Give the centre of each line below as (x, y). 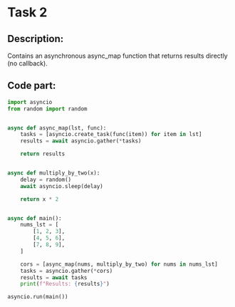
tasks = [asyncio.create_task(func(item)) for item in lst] (111, 135)
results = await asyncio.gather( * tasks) (81, 141)
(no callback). (27, 63)
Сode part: (32, 86)
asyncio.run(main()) (38, 297)
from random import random (47, 109)
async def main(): (35, 218)
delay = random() (46, 179)
